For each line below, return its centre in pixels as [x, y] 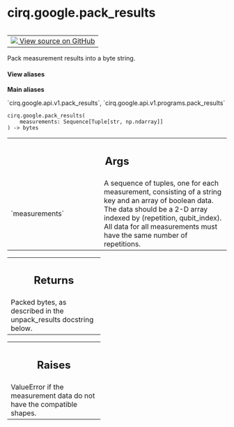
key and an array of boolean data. [159, 200]
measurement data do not [53, 396]
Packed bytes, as [39, 303]
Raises [54, 365]
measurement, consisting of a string [163, 191]
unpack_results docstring [52, 320]
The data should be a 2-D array [156, 209]
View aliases [26, 74]
